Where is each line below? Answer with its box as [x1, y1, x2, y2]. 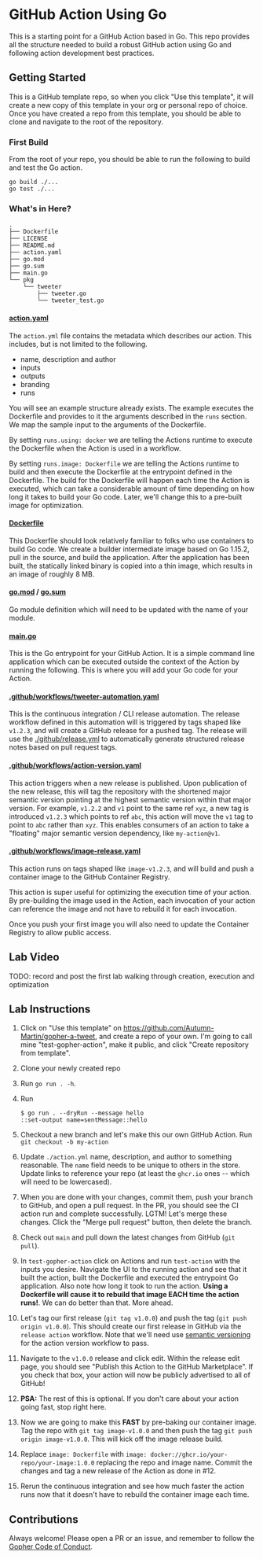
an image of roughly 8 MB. [9, 569, 95, 579]
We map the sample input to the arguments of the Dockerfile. [9, 419, 206, 429]
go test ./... [9, 185, 56, 193]
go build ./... [9, 179, 59, 186]
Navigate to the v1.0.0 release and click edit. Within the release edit [20, 1354, 240, 1363]
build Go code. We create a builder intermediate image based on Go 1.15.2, [9, 544, 250, 554]
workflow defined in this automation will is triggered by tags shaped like [9, 717, 242, 727]
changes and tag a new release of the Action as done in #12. [20, 1466, 217, 1476]
